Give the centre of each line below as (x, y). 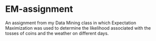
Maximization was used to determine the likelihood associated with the (78, 28)
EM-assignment (39, 9)
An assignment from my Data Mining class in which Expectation (71, 23)
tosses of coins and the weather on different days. (57, 33)
